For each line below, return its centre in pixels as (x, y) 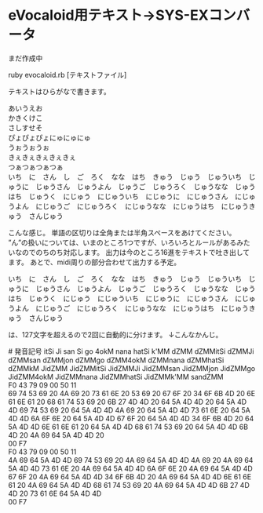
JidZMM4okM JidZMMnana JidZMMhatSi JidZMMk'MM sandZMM (116, 377)
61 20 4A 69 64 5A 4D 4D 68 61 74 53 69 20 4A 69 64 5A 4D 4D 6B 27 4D (129, 485)
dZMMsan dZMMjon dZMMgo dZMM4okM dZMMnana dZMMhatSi (116, 360)
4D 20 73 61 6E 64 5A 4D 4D (55, 493)
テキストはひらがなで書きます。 (60, 91)
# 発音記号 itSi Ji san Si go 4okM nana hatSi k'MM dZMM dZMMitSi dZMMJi (131, 351)
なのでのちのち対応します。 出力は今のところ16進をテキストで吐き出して (132, 252)
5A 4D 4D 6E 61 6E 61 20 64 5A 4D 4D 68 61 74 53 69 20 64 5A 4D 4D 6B (128, 427)
